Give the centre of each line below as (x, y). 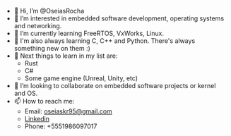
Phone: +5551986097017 (61, 126)
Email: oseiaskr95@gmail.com (69, 111)
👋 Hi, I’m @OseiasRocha (49, 11)
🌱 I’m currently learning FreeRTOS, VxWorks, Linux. (89, 33)
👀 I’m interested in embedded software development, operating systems (119, 18)
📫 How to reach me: (44, 101)
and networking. (38, 26)
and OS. (26, 93)
